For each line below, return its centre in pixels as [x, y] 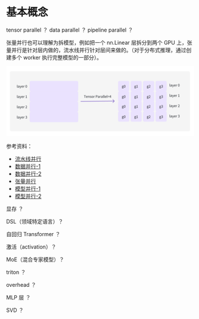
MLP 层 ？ [18, 297]
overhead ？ [21, 284]
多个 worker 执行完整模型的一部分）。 [57, 57]
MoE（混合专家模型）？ [35, 259]
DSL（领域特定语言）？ [35, 221]
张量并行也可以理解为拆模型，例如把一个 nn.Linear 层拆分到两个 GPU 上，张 [99, 42]
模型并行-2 [28, 196]
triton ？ [16, 272]
